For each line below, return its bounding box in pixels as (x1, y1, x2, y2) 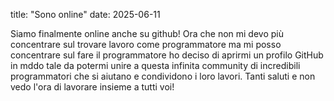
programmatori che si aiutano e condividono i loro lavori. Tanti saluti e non (10, 70, 316, 82)
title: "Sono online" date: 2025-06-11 (10, 9, 161, 20)
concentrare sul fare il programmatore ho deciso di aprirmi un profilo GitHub (10, 49, 324, 61)
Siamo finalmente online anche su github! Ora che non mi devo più (10, 28, 284, 39)
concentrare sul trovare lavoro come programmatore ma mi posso (10, 39, 282, 50)
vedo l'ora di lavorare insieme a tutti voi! (10, 81, 175, 93)
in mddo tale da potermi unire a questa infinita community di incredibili (10, 60, 301, 71)
